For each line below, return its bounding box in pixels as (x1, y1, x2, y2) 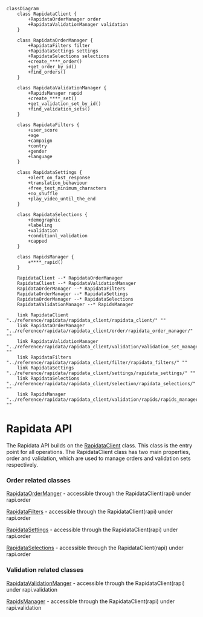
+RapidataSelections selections (28, 53, 110, 59)
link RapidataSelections (17, 376, 80, 382)
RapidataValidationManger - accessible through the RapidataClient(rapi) (6, 580, 185, 587)
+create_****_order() (28, 59, 83, 65)
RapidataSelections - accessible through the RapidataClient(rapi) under (6, 544, 184, 552)
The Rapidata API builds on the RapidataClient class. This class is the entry (6, 441, 193, 449)
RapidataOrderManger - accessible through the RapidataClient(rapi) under (6, 490, 192, 497)
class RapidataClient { (17, 11, 77, 17)
